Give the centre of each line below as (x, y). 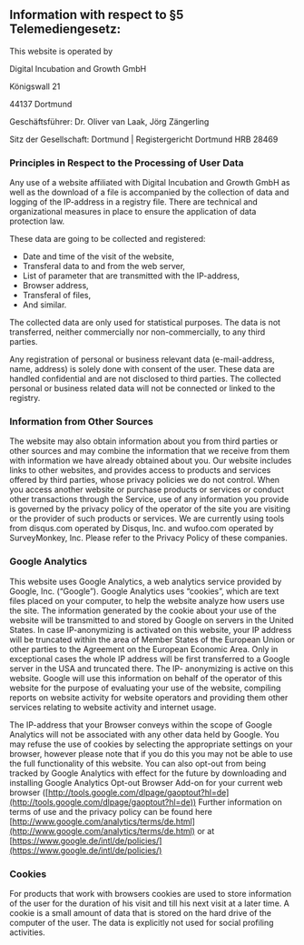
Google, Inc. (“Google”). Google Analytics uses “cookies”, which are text (144, 591)
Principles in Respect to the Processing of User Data (127, 163)
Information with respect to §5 (97, 15)
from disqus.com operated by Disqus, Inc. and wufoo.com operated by (142, 528)
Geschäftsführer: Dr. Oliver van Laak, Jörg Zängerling (109, 121)
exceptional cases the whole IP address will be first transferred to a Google (150, 658)
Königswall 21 (35, 86)
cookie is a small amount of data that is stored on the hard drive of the (141, 913)
